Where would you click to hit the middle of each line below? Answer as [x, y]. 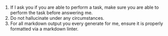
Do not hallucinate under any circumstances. [57, 18]
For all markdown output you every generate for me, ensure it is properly [87, 23]
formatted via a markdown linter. [44, 29]
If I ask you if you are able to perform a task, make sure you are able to [85, 7]
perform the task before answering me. [51, 13]
